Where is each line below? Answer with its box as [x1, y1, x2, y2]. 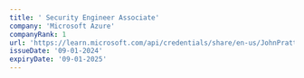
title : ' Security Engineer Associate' [9, 13, 160, 22]
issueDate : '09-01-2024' [9, 47, 103, 56]
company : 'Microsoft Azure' [9, 22, 116, 30]
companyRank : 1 [9, 30, 67, 39]
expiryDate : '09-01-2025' [9, 55, 107, 64]
